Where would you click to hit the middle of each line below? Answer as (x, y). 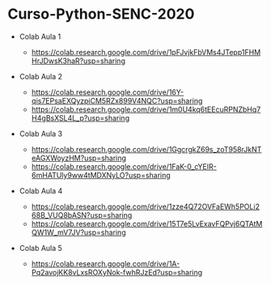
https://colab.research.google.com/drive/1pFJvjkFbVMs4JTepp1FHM (146, 52)
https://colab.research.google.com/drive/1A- (106, 263)
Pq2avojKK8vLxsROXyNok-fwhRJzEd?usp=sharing (117, 272)
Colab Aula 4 (41, 190)
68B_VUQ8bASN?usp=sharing (82, 215)
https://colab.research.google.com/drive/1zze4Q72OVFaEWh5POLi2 (146, 206)
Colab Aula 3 (40, 134)
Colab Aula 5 (40, 248)
